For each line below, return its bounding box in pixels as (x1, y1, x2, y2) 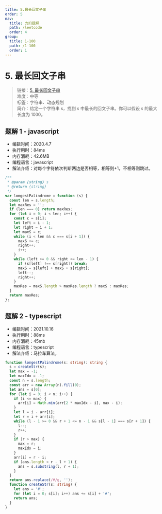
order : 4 (9, 30, 27, 35)
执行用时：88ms (12, 332, 45, 338)
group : (5, 35, 18, 39)
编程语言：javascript (12, 159, 53, 165)
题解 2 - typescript (5, 312, 62, 320)
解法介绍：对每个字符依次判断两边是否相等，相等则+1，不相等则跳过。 (12, 165, 153, 171)
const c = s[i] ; (14, 216, 47, 221)
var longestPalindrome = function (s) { (5, 193, 88, 198)
